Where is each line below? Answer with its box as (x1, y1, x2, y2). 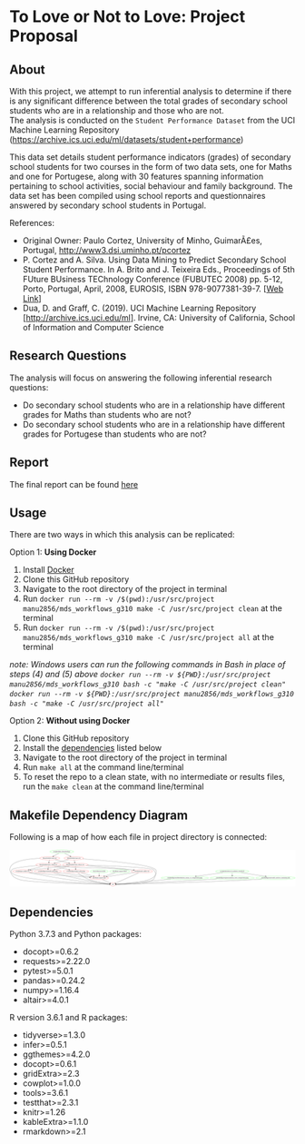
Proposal (9, 25, 79, 46)
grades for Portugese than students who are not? (22, 429, 207, 439)
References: (9, 218, 54, 228)
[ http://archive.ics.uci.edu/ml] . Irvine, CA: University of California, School (22, 312, 296, 323)
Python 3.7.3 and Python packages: (9, 929, 143, 940)
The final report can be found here (9, 478, 139, 489)
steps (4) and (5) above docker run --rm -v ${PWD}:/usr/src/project (9, 669, 271, 680)
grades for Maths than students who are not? (22, 409, 192, 419)
